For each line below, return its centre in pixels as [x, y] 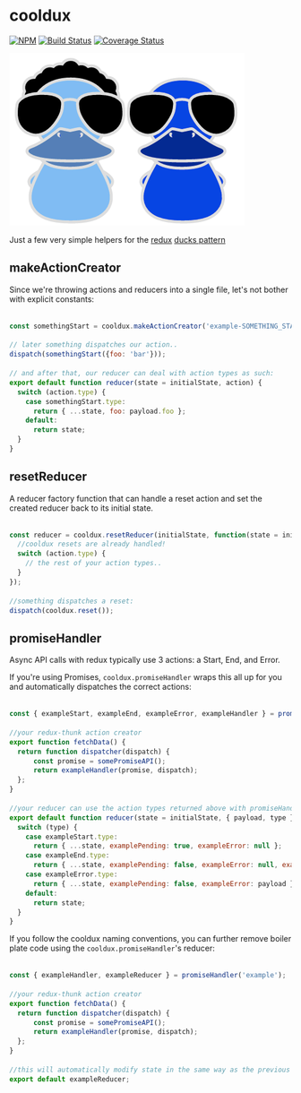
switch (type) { [47, 827]
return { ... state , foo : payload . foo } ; [109, 411]
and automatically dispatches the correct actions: [100, 687]
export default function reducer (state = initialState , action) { [136, 383]
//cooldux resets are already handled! [92, 544]
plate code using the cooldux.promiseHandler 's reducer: [112, 948]
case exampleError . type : [72, 874]
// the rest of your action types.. [94, 564]
